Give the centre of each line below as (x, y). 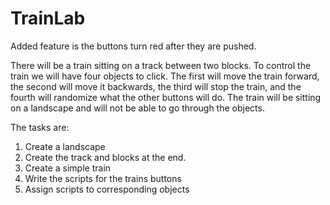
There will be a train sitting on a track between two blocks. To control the (161, 65)
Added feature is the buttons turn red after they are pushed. (133, 46)
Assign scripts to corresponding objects (107, 189)
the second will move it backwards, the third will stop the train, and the (156, 86)
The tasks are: (40, 127)
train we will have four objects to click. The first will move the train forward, (165, 76)
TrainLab (48, 18)
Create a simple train (68, 168)
